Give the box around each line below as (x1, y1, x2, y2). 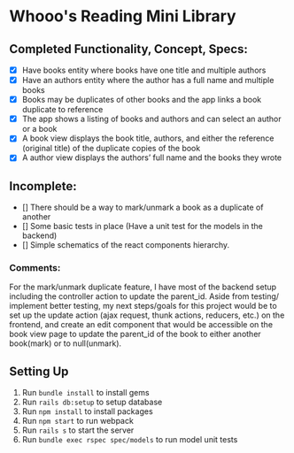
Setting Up (9, 364, 69, 379)
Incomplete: (9, 179, 77, 194)
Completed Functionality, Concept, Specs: (9, 42, 248, 57)
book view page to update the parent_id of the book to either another (9, 329, 261, 340)
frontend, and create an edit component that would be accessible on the (9, 319, 273, 330)
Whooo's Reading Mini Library (9, 6, 236, 27)
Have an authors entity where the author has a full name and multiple (21, 75, 275, 86)
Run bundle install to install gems (21, 388, 150, 398)
